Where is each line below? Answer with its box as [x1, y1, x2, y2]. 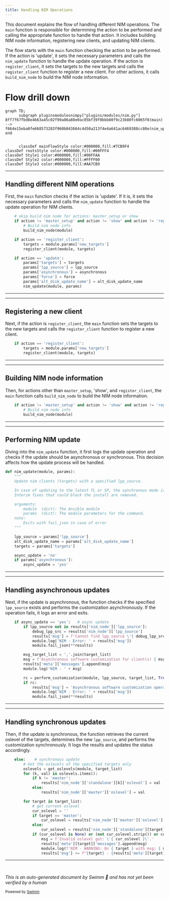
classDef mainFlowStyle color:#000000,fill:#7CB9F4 [18, 144, 129, 149]
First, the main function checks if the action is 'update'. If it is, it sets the [5, 193, 153, 200]
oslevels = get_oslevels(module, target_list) [23, 766, 123, 771]
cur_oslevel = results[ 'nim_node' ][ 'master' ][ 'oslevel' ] [41, 818, 163, 823]
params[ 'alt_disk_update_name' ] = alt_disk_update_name [23, 279, 143, 284]
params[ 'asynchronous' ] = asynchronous [23, 270, 107, 275]
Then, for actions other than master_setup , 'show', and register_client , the [5, 387, 162, 393]
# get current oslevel [32, 803, 80, 809]
